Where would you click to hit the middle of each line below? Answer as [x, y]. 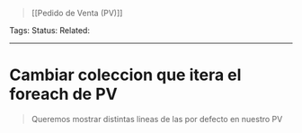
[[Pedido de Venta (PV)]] [77, 13]
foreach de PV [64, 94]
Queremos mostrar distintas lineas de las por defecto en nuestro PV [157, 119]
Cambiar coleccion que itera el [125, 75]
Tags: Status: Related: [49, 30]
